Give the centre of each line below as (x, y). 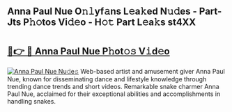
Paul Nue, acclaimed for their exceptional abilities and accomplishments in (114, 94)
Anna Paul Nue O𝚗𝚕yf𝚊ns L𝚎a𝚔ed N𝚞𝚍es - (102, 11)
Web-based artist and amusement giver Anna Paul (153, 71)
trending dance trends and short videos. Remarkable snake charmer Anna (113, 87)
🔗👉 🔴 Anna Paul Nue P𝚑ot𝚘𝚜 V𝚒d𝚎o (88, 51)
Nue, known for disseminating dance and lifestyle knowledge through (107, 79)
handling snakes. (32, 101)
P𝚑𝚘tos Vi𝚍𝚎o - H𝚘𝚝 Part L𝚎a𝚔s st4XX (110, 23)
